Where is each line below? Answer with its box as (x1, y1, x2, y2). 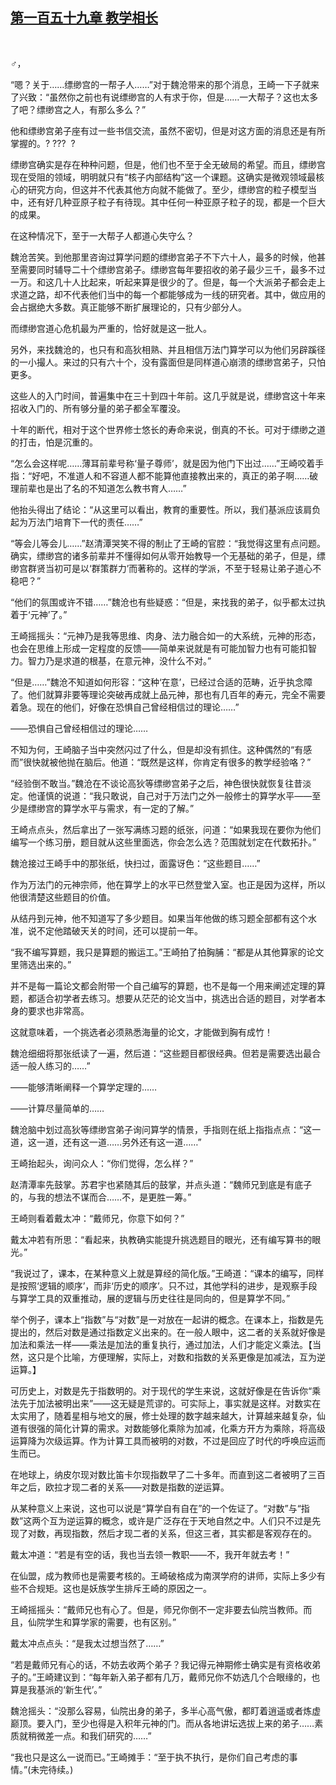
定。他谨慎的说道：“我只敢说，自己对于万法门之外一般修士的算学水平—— (10, 789, 313, 802)
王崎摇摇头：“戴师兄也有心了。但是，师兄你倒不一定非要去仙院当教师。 (10, 1603, 304, 1615)
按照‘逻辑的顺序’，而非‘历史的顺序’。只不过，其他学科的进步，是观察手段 (18, 1279, 318, 1292)
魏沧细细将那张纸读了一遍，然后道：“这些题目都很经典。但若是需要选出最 (10, 1047, 313, 1059)
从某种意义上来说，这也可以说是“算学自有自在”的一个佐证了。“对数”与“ (10, 1502, 302, 1514)
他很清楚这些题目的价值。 (10, 891, 116, 903)
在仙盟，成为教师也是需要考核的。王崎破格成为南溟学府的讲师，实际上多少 (10, 1569, 317, 1582)
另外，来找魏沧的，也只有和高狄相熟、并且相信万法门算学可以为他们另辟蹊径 (10, 343, 326, 355)
